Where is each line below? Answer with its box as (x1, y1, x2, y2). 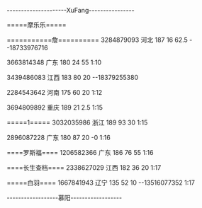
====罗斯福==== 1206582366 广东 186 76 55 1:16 (6, 149, 154, 156)
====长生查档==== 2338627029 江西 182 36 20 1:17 (6, 163, 162, 172)
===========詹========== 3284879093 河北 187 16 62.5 (6, 35, 189, 44)
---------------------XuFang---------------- (6, 6, 135, 14)
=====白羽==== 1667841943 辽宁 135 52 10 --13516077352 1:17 (6, 178, 196, 187)
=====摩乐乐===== (6, 21, 67, 29)
